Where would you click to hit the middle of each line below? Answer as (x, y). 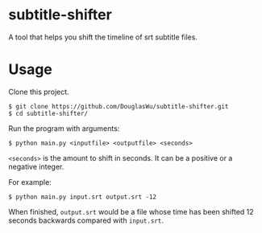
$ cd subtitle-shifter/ (48, 113)
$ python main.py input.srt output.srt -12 (83, 197)
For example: (30, 182)
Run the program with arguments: (64, 128)
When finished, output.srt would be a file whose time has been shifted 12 (131, 211)
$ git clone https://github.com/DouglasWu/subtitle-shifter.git (119, 106)
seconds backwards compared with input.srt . (86, 220)
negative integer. (36, 166)
